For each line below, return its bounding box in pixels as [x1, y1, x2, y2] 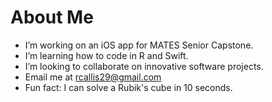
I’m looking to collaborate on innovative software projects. [24, 60, 264, 72]
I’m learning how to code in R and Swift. [24, 49, 189, 61]
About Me [10, 6, 94, 29]
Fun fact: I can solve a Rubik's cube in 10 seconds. [24, 81, 233, 93]
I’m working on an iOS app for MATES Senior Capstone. [24, 39, 254, 51]
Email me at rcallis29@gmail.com [24, 71, 162, 83]
